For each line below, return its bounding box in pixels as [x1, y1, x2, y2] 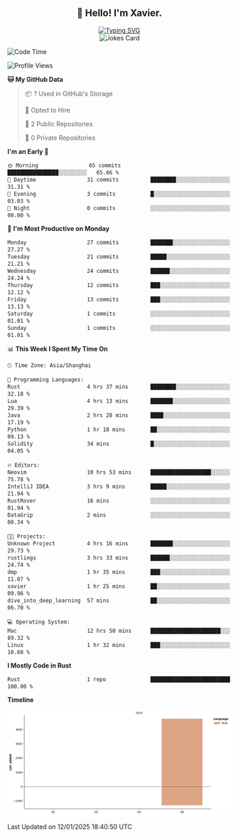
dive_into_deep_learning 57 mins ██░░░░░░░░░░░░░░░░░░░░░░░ [7, 596, 231, 604]
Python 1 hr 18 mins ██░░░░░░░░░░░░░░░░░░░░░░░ [7, 425, 231, 433]
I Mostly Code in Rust [7, 661, 72, 670]
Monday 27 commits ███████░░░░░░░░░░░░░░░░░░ [7, 239, 231, 246]
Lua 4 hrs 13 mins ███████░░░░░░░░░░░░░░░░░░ [7, 397, 231, 405]
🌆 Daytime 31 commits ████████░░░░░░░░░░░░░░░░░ [7, 176, 231, 183]
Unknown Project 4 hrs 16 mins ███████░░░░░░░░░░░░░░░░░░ [7, 539, 231, 547]
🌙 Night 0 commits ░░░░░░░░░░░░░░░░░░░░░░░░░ [7, 205, 231, 212]
